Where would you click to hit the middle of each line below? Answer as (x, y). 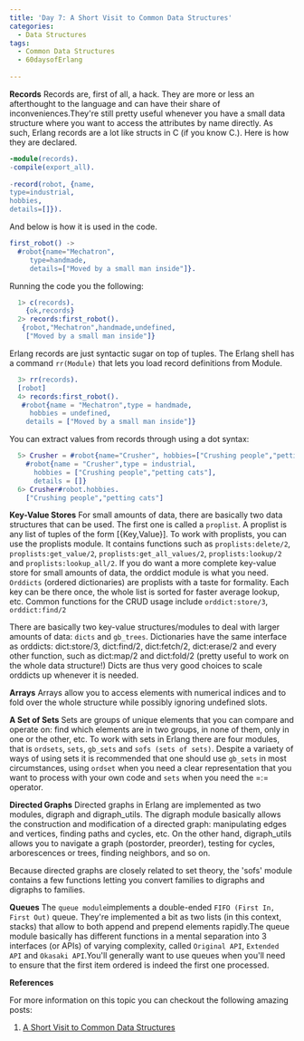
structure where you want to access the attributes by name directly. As (142, 122)
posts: (21, 1010)
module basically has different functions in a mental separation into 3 (138, 936)
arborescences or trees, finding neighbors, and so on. (110, 853)
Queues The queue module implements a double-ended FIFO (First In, (142, 908)
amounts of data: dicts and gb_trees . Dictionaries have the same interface (148, 637)
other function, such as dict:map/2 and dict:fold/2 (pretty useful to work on (149, 656)
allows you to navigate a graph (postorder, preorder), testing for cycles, (142, 843)
